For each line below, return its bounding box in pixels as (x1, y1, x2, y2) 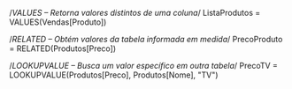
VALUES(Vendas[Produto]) (9, 17, 107, 27)
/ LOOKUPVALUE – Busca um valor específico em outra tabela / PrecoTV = (9, 61, 279, 70)
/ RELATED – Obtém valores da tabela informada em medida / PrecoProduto (9, 34, 283, 44)
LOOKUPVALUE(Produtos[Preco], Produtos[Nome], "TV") (9, 70, 219, 80)
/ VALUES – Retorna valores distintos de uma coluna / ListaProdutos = (9, 8, 261, 18)
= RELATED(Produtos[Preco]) (9, 43, 117, 54)
